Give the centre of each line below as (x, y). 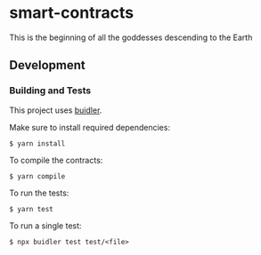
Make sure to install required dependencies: (90, 127)
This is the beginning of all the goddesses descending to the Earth (131, 37)
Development (48, 65)
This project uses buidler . (56, 110)
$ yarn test (31, 209)
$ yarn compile (37, 176)
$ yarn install (37, 143)
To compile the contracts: (56, 160)
